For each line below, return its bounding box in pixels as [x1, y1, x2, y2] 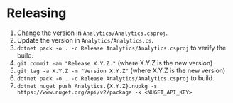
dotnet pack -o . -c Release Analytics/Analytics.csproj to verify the [16, 43, 227, 52]
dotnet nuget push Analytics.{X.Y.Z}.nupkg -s [16, 82, 158, 90]
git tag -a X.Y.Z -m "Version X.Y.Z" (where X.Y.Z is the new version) [16, 66, 226, 75]
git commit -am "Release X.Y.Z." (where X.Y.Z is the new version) [16, 58, 213, 67]
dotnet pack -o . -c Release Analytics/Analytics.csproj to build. [16, 73, 215, 82]
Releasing [6, 5, 67, 21]
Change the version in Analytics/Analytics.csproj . [16, 28, 168, 37]
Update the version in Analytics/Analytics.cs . [16, 36, 154, 44]
